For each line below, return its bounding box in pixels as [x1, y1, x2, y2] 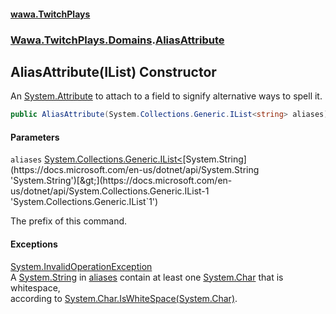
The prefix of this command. [10, 215, 128, 227]
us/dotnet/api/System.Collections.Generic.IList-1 [10, 185, 210, 197]
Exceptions [10, 238, 58, 250]
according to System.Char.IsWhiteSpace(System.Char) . [10, 292, 238, 304]
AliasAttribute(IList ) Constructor [10, 63, 217, 80]
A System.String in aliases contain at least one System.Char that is [10, 271, 284, 283]
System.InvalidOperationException [10, 260, 153, 272]
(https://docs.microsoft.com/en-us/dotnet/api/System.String [10, 164, 260, 176]
